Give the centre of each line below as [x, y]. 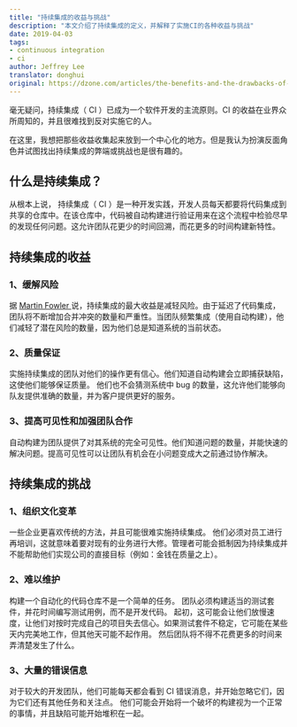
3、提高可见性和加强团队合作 [71, 421]
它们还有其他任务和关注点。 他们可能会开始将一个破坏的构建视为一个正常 [149, 702]
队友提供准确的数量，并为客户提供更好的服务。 [94, 396]
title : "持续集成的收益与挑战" [60, 17]
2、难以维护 [35, 580]
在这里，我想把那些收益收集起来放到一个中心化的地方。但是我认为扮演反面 [145, 139]
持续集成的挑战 [50, 484]
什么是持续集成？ [56, 181]
